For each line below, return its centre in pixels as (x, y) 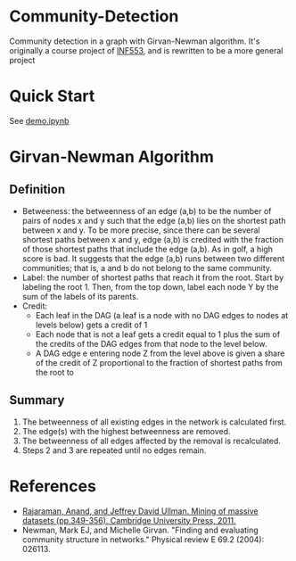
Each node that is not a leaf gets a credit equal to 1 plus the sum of (158, 334)
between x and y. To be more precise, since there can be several (141, 230)
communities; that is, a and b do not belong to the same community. (147, 268)
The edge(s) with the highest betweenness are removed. (126, 431)
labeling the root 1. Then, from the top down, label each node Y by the (150, 286)
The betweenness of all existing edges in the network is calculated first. (154, 422)
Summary (37, 400)
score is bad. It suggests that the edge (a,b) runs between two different (153, 258)
